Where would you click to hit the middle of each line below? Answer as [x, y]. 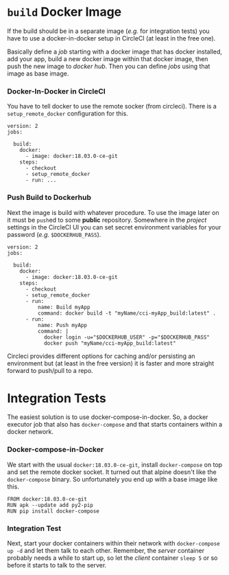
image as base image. [38, 74]
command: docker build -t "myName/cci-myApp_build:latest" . [126, 313]
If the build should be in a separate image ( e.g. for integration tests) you [109, 31]
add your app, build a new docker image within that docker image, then [108, 58]
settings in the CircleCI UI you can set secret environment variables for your [114, 227]
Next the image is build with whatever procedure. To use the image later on [113, 212]
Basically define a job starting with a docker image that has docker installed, [115, 52]
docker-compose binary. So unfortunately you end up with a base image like [112, 479]
